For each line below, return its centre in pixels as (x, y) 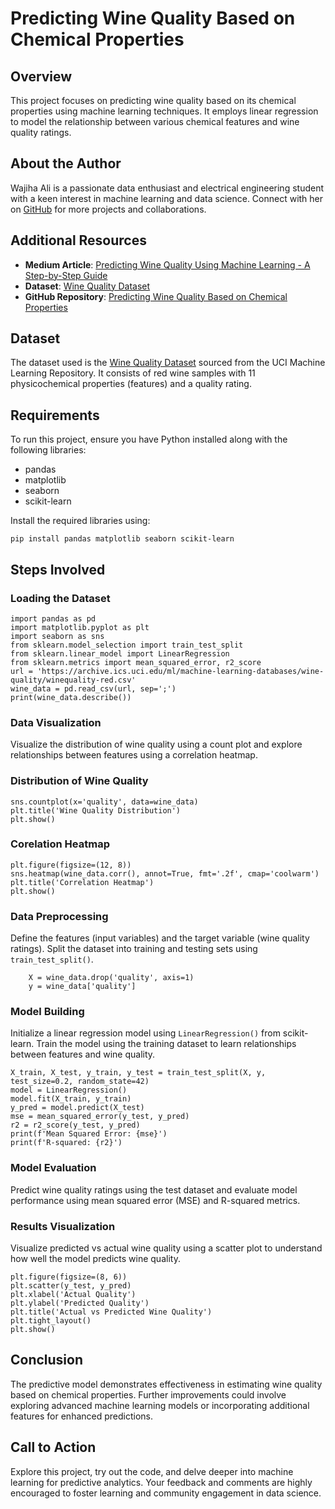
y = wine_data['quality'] (82, 987)
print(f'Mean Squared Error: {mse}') (89, 1134)
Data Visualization (56, 722)
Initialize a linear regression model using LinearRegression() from (145, 1033)
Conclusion (47, 1360)
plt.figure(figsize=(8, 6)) (69, 1277)
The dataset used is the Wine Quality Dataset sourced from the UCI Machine (168, 363)
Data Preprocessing (59, 916)
